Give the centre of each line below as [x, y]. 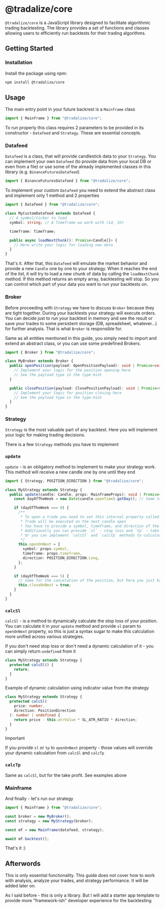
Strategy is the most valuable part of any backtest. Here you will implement [81, 430]
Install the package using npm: [36, 73]
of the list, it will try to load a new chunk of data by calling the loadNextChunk [82, 274]
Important [15, 738]
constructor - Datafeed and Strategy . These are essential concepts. [73, 133]
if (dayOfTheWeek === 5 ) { [41, 576]
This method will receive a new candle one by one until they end [70, 472]
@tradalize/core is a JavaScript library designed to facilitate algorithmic [78, 23]
